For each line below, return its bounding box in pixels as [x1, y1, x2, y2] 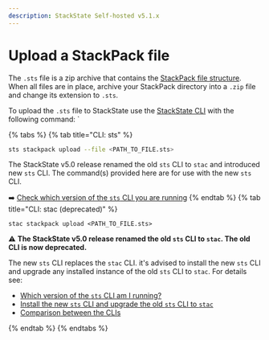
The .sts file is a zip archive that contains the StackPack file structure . [8, 73, 243, 83]
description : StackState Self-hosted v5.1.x [8, 11, 160, 20]
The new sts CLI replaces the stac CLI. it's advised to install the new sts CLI [8, 258, 261, 268]
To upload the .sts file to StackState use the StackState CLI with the [8, 105, 234, 115]
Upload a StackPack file [8, 46, 170, 64]
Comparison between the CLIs [19, 308, 121, 317]
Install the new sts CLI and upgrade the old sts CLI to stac [19, 299, 214, 309]
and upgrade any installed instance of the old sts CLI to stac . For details [8, 267, 247, 277]
